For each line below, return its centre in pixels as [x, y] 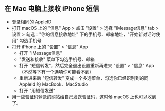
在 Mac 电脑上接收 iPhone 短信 [52, 9]
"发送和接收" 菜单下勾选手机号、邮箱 [57, 59]
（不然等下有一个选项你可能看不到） [57, 72]
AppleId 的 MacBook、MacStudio [54, 84]
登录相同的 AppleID [32, 22]
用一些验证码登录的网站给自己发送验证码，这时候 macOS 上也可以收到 [84, 97]
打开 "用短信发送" [37, 90]
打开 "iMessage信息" [41, 53]
